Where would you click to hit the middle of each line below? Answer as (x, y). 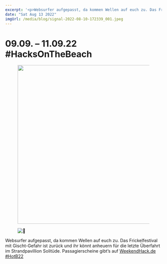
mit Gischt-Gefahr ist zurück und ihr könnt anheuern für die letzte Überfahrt (83, 246)
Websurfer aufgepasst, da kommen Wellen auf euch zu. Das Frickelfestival (82, 241)
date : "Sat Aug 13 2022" (31, 14)
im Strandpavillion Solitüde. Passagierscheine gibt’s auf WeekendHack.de (81, 251)
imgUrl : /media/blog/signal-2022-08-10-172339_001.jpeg (64, 19)
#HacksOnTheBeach (49, 54)
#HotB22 (14, 257)
